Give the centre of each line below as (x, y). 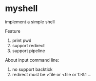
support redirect (28, 45)
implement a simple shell (30, 22)
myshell (21, 8)
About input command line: (32, 60)
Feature (13, 31)
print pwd (22, 40)
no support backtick (32, 69)
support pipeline (29, 51)
